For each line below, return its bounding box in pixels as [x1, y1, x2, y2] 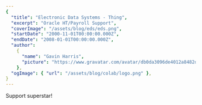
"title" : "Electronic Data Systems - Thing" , [11, 14, 128, 20]
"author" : [11, 43, 36, 49]
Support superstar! [5, 92, 52, 100]
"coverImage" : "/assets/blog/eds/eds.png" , [11, 25, 122, 32]
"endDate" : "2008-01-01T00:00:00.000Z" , [11, 37, 114, 43]
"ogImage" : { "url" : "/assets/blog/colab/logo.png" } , [11, 70, 152, 76]
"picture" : [21, 59, 49, 65]
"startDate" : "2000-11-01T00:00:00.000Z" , [11, 31, 119, 37]
